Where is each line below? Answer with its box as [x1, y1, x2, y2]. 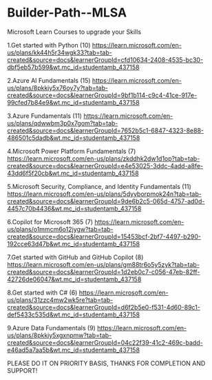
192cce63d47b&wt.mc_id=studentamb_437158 [7, 239, 140, 248]
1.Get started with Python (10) [7, 41, 91, 49]
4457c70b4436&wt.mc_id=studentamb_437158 [7, 204, 142, 212]
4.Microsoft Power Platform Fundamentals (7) [7, 147, 136, 155]
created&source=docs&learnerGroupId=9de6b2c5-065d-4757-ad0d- [7, 197, 205, 205]
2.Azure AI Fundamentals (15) [7, 76, 91, 84]
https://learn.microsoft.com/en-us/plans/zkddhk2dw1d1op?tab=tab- [7, 154, 200, 163]
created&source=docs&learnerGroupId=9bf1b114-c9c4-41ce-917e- [7, 91, 198, 99]
